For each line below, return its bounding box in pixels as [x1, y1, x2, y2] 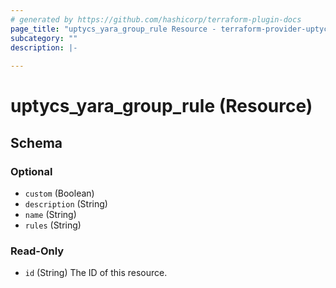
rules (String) [24, 219, 82, 231]
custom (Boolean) [24, 187, 95, 199]
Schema [10, 134, 63, 151]
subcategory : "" [10, 33, 78, 43]
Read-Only [10, 244, 65, 258]
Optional [10, 164, 53, 178]
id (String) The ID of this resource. [24, 267, 168, 279]
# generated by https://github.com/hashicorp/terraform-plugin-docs [10, 14, 302, 25]
